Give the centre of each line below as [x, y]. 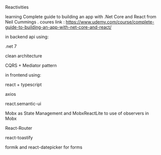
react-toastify [19, 137]
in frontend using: [23, 75]
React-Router [19, 128]
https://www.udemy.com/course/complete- [110, 22]
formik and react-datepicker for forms [44, 147]
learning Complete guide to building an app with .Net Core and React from [81, 17]
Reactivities [17, 7]
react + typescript [24, 84]
